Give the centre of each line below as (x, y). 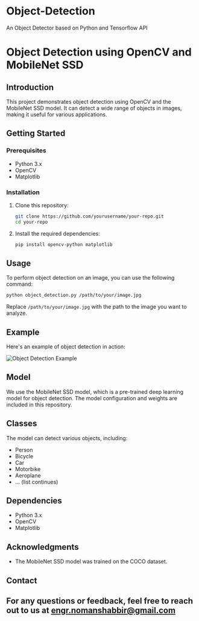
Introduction (30, 87)
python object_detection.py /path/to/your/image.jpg (74, 295)
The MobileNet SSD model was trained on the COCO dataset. (91, 561)
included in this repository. (39, 405)
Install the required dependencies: (58, 233)
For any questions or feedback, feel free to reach (100, 601)
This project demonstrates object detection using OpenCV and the (89, 101)
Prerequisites (26, 151)
